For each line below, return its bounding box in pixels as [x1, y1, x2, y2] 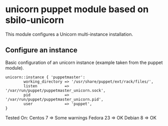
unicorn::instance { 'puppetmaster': [5, 75, 86, 80]
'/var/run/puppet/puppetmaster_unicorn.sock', [5, 88, 106, 93]
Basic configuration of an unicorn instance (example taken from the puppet [5, 59, 163, 66]
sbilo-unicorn [5, 14, 64, 26]
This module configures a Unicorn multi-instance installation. [5, 31, 133, 37]
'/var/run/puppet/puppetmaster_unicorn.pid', [5, 97, 103, 102]
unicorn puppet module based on [5, 4, 149, 15]
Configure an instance [5, 46, 78, 54]
